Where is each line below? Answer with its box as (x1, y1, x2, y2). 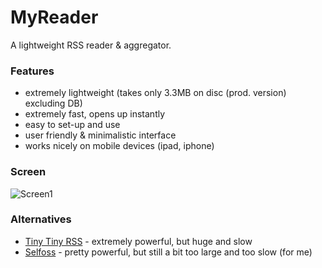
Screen (10, 165, 47, 179)
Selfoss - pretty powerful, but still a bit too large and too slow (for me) (24, 246, 313, 258)
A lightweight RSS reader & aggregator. (10, 39, 172, 51)
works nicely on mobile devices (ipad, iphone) (24, 140, 215, 152)
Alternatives (10, 212, 72, 226)
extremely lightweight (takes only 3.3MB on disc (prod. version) (24, 87, 287, 99)
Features (10, 64, 55, 78)
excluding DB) (24, 97, 83, 110)
